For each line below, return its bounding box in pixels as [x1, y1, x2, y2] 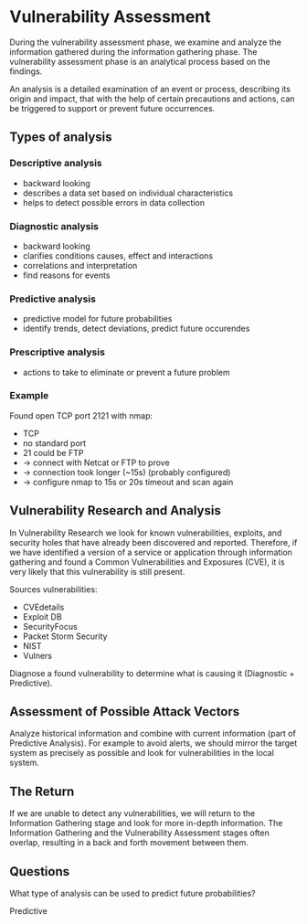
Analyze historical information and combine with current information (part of [9, 728, 297, 739]
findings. [9, 66, 43, 77]
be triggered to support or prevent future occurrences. [9, 102, 216, 113]
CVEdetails [22, 601, 65, 612]
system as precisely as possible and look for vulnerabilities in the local [9, 748, 274, 759]
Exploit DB [22, 611, 62, 622]
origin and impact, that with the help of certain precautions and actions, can [9, 93, 295, 104]
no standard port [22, 437, 87, 449]
